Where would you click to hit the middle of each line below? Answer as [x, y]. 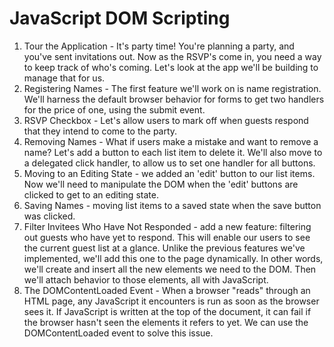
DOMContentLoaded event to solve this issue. [118, 333]
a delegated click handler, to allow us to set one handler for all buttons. [169, 163]
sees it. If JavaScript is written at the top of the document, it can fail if [167, 311]
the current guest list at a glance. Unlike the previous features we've [164, 248]
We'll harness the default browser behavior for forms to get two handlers [174, 99]
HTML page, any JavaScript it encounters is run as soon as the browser [171, 301]
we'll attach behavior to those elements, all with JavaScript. [146, 279]
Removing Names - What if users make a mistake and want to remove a [171, 141]
